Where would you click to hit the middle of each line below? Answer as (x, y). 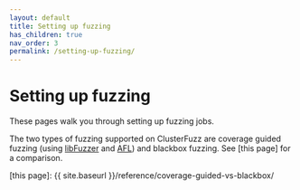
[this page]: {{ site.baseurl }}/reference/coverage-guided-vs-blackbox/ (141, 176)
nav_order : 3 (34, 43)
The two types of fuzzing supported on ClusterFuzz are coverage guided (145, 139)
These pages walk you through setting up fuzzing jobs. (112, 121)
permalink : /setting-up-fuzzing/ (72, 52)
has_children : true (46, 34)
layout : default (40, 18)
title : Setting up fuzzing (60, 26)
